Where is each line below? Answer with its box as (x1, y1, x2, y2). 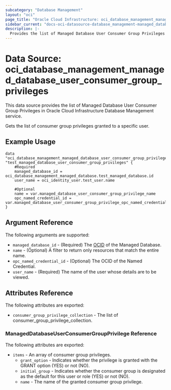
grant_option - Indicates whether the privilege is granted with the (20, 357, 158, 363)
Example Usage (5, 138, 56, 146)
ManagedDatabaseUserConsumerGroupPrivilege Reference (5, 330, 157, 337)
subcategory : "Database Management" (5, 7, 83, 13)
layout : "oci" (5, 12, 36, 17)
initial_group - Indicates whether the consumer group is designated (20, 368, 165, 374)
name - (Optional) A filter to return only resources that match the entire (12, 247, 159, 253)
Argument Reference (5, 218, 73, 227)
